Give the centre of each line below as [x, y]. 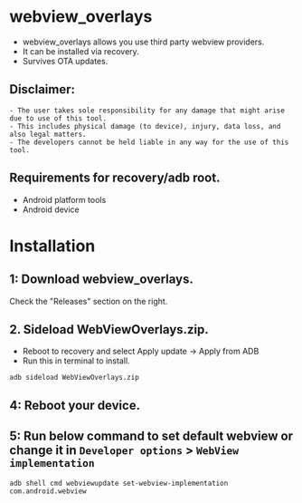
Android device [51, 209]
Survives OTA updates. [65, 61]
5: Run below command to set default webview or [151, 436]
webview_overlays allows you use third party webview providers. [143, 42]
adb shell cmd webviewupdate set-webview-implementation [119, 483]
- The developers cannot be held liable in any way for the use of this [149, 142]
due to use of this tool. [58, 118]
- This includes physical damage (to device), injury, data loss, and [145, 126]
